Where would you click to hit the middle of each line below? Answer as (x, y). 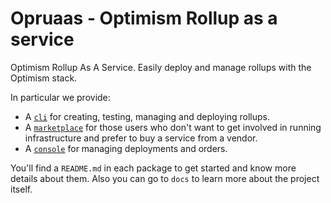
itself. (21, 189)
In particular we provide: (60, 97)
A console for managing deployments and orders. (126, 148)
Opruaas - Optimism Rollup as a (144, 18)
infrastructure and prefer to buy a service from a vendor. (141, 138)
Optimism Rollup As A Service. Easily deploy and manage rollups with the (161, 67)
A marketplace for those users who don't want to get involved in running (173, 127)
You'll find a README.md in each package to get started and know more (153, 168)
